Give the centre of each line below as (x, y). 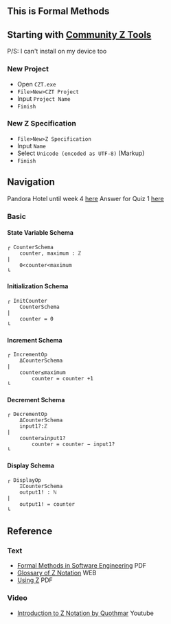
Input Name (31, 146)
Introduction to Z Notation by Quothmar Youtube (85, 613)
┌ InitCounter (27, 301)
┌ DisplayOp (24, 480)
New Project (28, 69)
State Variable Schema (41, 233)
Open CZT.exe (36, 84)
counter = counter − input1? (73, 444)
